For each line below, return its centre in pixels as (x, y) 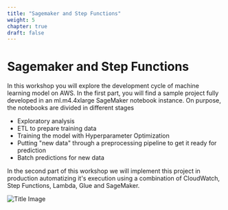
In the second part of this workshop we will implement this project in (104, 171)
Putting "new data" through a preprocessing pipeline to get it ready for (117, 143)
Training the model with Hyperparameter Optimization (93, 136)
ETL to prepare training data (57, 129)
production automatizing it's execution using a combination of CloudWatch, (114, 178)
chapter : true (27, 26)
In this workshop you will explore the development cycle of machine (103, 86)
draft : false (26, 33)
